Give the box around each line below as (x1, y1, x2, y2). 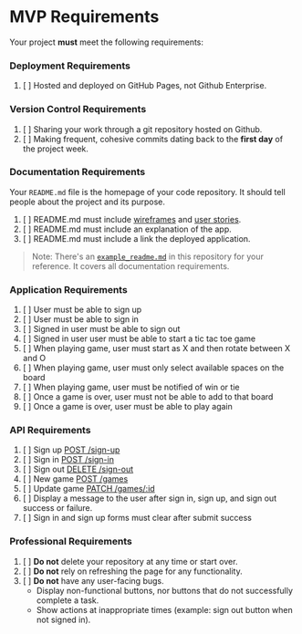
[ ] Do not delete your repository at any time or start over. (22, 556, 238, 566)
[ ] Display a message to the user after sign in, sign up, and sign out (22, 493, 276, 504)
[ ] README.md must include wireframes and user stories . (22, 213, 242, 224)
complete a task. (36, 595, 99, 606)
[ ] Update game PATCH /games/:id (22, 483, 155, 494)
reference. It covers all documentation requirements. (31, 260, 230, 271)
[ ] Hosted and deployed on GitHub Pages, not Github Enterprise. (22, 80, 267, 91)
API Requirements (9, 424, 91, 437)
